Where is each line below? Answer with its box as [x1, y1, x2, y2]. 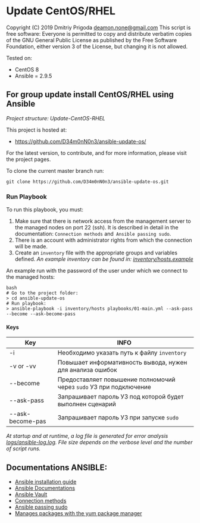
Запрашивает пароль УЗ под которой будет [57, 393, 184, 401]
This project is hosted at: [6, 126, 67, 133]
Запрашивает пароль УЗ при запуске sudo [57, 413, 179, 422]
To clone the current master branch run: [6, 167, 104, 174]
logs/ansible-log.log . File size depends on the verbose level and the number [6, 439, 193, 446]
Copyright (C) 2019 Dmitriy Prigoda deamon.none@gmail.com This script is [6, 24, 191, 31]
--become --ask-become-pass [6, 311, 76, 317]
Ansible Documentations [14, 484, 76, 492]
